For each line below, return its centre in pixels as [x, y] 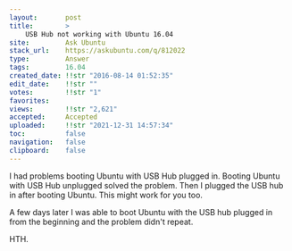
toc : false [48, 134]
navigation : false [48, 142]
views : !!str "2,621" [63, 109]
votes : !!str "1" [55, 92]
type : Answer [50, 59]
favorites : [29, 100]
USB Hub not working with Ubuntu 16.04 [100, 34]
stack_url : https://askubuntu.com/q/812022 [97, 51]
